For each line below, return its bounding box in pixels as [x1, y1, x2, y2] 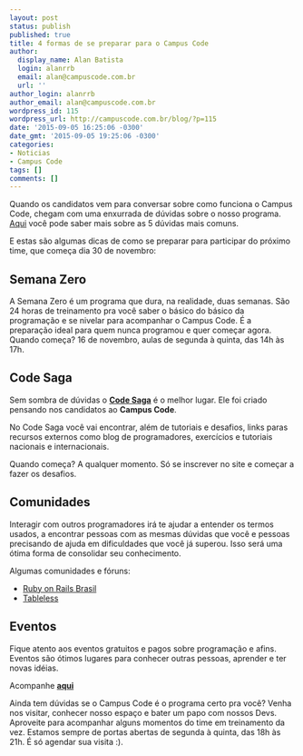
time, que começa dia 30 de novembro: [9, 245, 157, 256]
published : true [9, 30, 71, 39]
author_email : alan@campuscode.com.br [9, 97, 156, 107]
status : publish [9, 22, 71, 31]
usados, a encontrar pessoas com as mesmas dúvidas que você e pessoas [9, 528, 290, 539]
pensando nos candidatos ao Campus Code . [9, 403, 177, 414]
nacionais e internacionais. [9, 441, 110, 452]
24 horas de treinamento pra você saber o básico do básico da [9, 305, 245, 316]
